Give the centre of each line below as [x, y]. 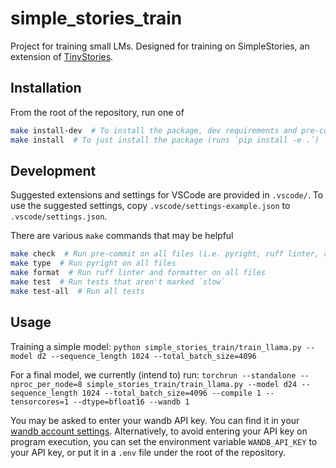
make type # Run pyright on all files [93, 263]
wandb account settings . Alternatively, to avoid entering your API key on [159, 431]
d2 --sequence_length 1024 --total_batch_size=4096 [146, 356]
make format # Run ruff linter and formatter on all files [138, 273]
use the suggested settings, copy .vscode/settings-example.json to [150, 206]
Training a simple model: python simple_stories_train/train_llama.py [156, 346]
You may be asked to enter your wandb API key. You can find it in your [155, 420]
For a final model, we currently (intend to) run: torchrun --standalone [153, 374]
